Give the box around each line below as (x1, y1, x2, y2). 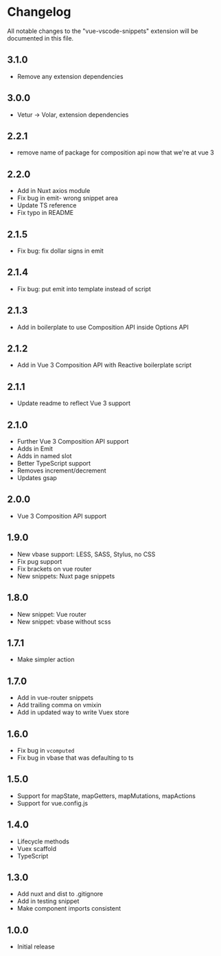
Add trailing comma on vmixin (16, 701, 102, 709)
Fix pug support (16, 557, 62, 565)
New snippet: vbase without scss (16, 617, 111, 626)
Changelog (7, 4, 71, 20)
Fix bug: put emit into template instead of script (16, 284, 151, 293)
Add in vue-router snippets (16, 694, 94, 702)
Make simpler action (16, 655, 75, 663)
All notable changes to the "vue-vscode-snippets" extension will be (7, 27, 198, 35)
